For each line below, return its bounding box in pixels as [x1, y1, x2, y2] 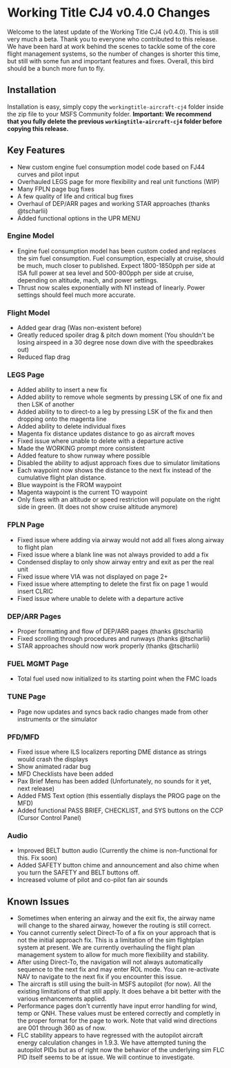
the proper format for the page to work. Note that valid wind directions [17, 1016, 217, 1025]
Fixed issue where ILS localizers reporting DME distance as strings [17, 748, 207, 756]
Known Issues [7, 896, 70, 907]
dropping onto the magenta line [17, 415, 107, 423]
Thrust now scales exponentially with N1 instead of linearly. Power [17, 283, 205, 291]
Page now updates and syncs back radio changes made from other [17, 708, 209, 716]
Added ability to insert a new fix [17, 386, 108, 394]
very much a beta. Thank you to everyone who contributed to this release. [7, 34, 218, 43]
